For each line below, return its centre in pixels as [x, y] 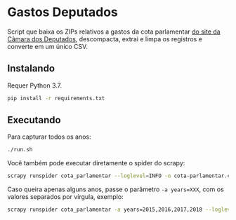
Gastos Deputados [63, 12]
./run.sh [20, 150]
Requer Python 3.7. [35, 85]
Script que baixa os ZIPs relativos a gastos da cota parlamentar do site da [114, 32]
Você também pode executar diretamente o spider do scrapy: [96, 163]
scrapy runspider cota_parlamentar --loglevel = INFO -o [89, 176]
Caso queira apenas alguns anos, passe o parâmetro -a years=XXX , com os [116, 189]
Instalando [31, 68]
